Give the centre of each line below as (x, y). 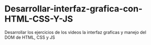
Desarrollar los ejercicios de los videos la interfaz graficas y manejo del (75, 32)
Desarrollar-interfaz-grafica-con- (74, 9)
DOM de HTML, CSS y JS (30, 37)
